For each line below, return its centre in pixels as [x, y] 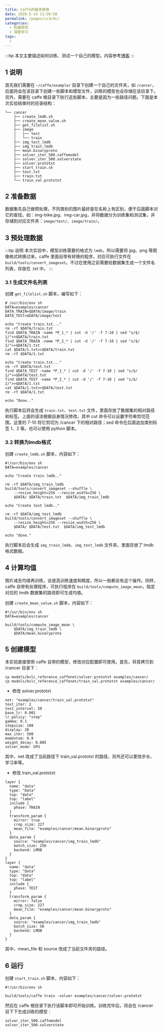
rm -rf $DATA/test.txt [28, 367]
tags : [10, 37]
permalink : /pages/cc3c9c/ [32, 18]
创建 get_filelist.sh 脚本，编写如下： [44, 294]
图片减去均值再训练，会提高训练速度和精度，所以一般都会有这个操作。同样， [81, 580]
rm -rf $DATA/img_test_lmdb [33, 514]
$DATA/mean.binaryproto [38, 633]
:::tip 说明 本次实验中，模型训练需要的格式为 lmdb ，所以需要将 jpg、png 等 [79, 250]
